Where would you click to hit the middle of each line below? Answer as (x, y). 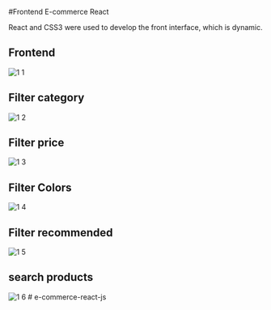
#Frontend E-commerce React (59, 12)
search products (51, 277)
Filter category (47, 98)
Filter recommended (61, 233)
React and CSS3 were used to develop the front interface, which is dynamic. (135, 27)
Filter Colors (40, 187)
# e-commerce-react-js (67, 297)
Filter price (36, 143)
